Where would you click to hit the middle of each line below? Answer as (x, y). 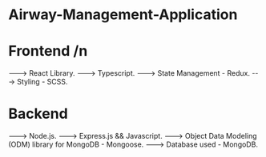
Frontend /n (48, 51)
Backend (38, 114)
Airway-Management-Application (123, 15)
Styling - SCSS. (42, 82)
